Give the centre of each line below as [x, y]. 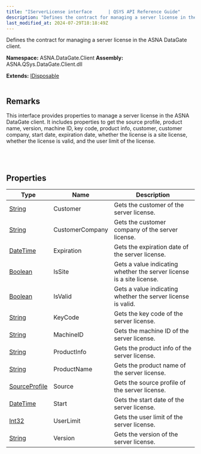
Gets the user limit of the [149, 417]
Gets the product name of [150, 365]
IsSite [61, 272]
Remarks [23, 101]
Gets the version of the [146, 434]
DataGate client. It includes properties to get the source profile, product [94, 122]
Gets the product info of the [153, 348]
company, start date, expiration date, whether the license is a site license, [97, 135]
